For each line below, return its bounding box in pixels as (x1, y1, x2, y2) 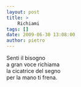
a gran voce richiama (6, 61, 60, 68)
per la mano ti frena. (6, 74, 58, 81)
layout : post (6, 9, 40, 15)
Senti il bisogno (6, 55, 46, 61)
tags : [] (6, 26, 29, 32)
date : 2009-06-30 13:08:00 (6, 32, 75, 38)
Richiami (17, 20, 40, 26)
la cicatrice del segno (6, 67, 61, 74)
